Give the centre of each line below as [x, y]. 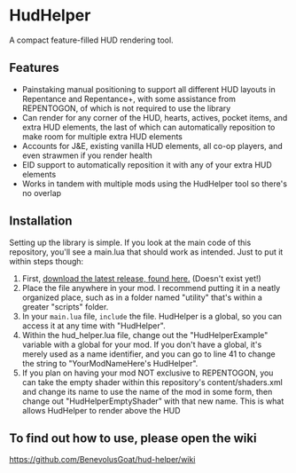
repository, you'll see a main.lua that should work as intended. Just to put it [146, 252]
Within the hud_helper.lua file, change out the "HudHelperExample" [145, 335]
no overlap [42, 193]
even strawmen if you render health [87, 155]
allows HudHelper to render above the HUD [101, 410]
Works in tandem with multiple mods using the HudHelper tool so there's [155, 184]
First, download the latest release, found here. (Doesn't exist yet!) [141, 278]
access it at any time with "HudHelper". [93, 326]
